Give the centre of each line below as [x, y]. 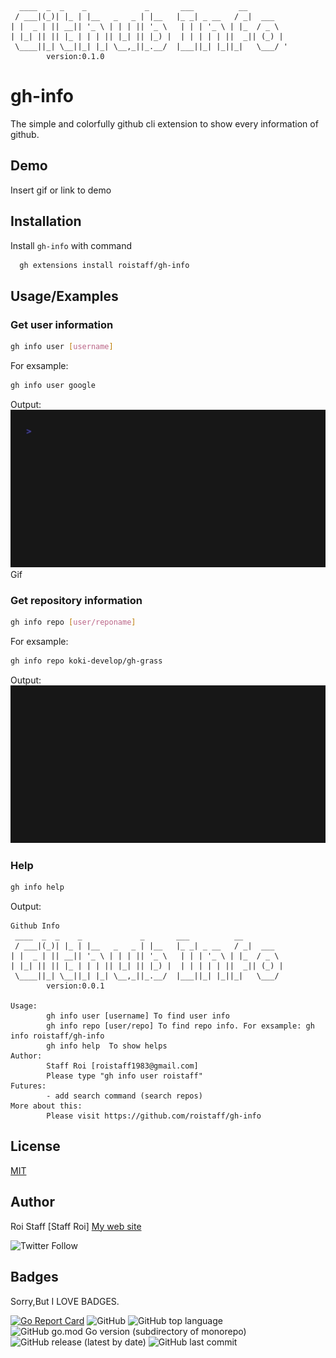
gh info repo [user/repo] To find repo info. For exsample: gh [180, 1026]
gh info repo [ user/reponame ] [73, 622]
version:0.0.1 [75, 986]
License [35, 1146]
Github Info [35, 926]
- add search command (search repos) [124, 1096]
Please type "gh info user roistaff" [124, 1076]
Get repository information [76, 600]
